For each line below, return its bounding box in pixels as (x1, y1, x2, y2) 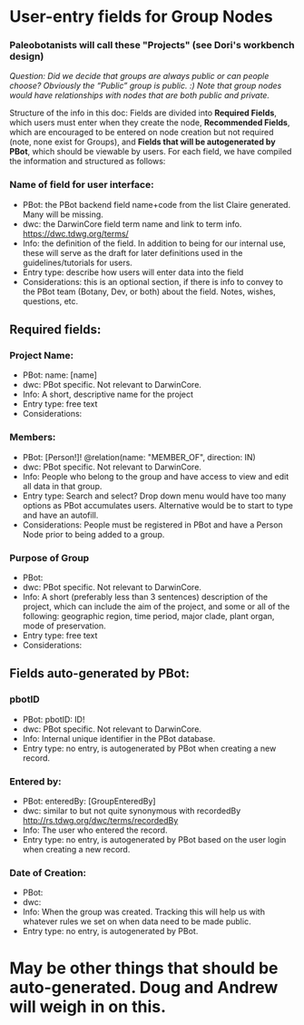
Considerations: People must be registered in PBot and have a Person (22, 519, 283, 530)
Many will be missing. (22, 209, 104, 220)
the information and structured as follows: (9, 156, 166, 167)
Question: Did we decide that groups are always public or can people (9, 71, 270, 82)
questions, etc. (22, 295, 79, 306)
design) (9, 50, 44, 63)
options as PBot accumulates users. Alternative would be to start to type (22, 499, 293, 510)
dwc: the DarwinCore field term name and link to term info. (22, 218, 242, 229)
